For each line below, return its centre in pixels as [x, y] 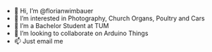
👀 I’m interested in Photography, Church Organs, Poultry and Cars [110, 18]
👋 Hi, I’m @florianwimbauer [54, 11]
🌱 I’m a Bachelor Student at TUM [61, 26]
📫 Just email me [38, 41]
